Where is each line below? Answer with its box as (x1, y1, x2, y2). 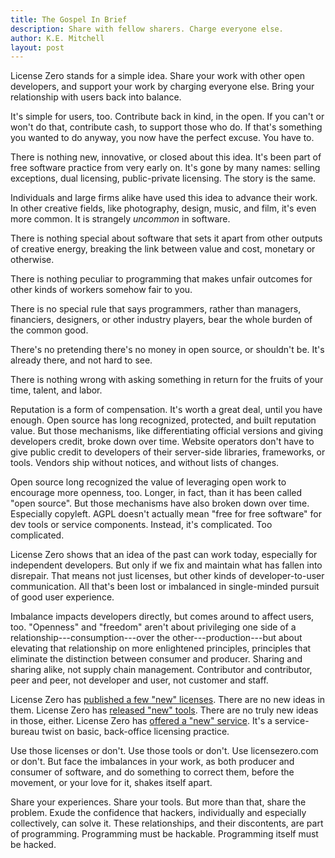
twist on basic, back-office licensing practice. (41, 726, 230, 738)
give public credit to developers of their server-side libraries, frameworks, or (10, 446, 326, 458)
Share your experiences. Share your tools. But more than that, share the (10, 796, 307, 808)
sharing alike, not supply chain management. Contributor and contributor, (10, 664, 313, 676)
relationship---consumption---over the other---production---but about (10, 632, 303, 644)
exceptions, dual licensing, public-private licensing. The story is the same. (10, 172, 317, 185)
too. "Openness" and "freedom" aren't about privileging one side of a (10, 621, 297, 633)
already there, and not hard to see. (10, 354, 153, 366)
